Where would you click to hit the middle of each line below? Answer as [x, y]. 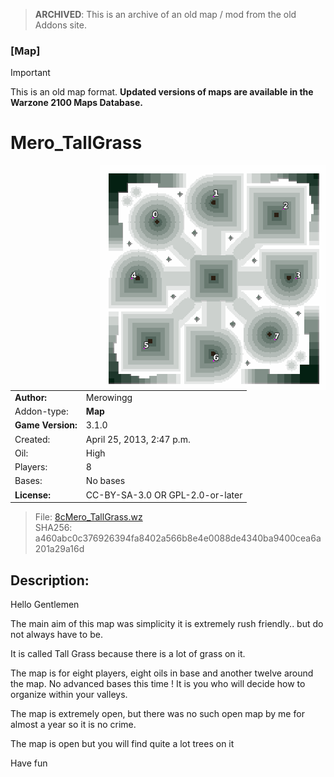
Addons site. [61, 25]
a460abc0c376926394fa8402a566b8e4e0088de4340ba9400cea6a [178, 538]
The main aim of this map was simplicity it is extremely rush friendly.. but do [167, 624]
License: [32, 495]
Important [30, 73]
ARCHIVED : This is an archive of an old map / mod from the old [165, 14]
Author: [31, 397]
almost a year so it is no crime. [73, 725]
